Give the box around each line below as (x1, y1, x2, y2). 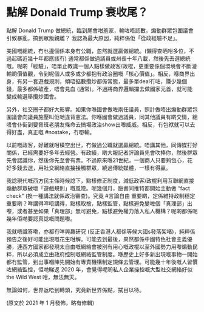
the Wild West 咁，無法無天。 (6, 273, 80, 280)
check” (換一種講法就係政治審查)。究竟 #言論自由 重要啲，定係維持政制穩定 (6, 192, 195, 199)
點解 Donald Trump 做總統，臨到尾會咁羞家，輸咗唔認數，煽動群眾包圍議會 (6, 27, 194, 34)
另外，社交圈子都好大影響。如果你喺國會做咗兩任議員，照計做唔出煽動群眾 (6, 106, 192, 113)
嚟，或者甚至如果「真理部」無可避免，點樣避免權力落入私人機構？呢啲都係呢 (6, 207, 198, 214)
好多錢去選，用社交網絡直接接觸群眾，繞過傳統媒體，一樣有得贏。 (6, 164, 171, 171)
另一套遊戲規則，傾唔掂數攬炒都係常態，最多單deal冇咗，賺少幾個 (22, 77, 188, 85)
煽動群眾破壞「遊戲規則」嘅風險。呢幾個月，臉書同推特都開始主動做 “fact (6, 185, 190, 192)
